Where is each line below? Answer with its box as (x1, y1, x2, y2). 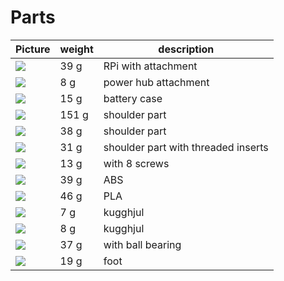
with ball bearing (103, 237, 182, 251)
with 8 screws (103, 156, 170, 170)
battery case (103, 91, 163, 105)
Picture (15, 42, 51, 56)
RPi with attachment (103, 59, 198, 73)
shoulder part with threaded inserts (103, 140, 269, 154)
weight (59, 42, 94, 56)
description (158, 42, 215, 56)
